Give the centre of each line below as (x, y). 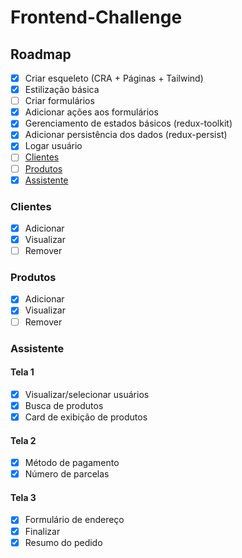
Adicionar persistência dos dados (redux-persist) (126, 135)
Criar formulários (59, 101)
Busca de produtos (64, 405)
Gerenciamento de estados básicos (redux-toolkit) (128, 123)
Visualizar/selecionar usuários (87, 394)
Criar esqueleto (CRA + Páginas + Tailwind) (114, 78)
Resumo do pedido (63, 542)
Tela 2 (23, 440)
